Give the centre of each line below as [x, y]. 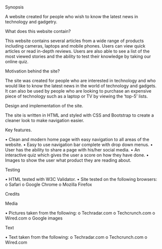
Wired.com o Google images [34, 218]
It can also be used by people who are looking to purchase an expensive [78, 91]
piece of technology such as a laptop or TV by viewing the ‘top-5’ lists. [77, 96]
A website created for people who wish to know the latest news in [72, 16]
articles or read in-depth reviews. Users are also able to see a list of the [77, 51]
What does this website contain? [38, 31]
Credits [13, 194]
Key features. [18, 130]
